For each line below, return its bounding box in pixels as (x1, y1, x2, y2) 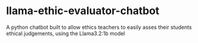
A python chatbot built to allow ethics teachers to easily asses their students (6, 24, 192, 31)
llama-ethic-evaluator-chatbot (6, 4, 160, 18)
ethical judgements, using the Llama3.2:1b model (6, 29, 125, 37)
